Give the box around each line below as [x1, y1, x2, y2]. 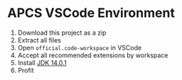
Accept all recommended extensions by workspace [17, 51, 168, 59]
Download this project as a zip [17, 28, 107, 37]
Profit [17, 66, 34, 74]
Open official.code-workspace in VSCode [17, 43, 142, 52]
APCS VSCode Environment [7, 5, 176, 21]
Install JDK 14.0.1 [17, 58, 67, 67]
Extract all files [17, 35, 62, 44]
